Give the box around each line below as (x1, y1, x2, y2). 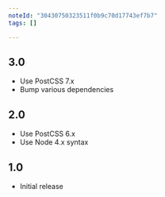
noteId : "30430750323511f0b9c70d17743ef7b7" (8, 11, 158, 20)
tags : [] (8, 19, 37, 27)
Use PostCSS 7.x (19, 76, 75, 86)
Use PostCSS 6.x (19, 129, 75, 139)
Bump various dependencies (19, 85, 114, 95)
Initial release (19, 181, 63, 191)
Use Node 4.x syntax (19, 137, 89, 147)
